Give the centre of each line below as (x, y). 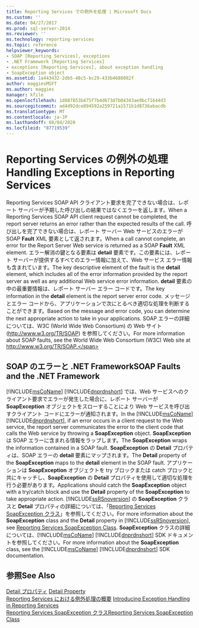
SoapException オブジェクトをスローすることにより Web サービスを (90, 406)
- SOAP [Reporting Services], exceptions (58, 56)
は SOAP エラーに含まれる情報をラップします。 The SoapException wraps (97, 440)
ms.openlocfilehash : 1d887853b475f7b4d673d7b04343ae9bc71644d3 (86, 100)
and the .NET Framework (53, 376)
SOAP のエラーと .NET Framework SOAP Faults (94, 366)
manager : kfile (25, 95)
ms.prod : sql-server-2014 (38, 28)
